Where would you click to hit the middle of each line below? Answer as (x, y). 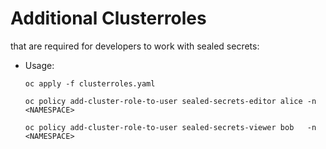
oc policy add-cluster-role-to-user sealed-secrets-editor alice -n (170, 101)
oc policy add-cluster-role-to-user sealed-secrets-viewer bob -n (170, 127)
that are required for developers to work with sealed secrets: (135, 46)
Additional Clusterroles (108, 18)
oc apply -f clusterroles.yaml (90, 83)
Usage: (39, 65)
